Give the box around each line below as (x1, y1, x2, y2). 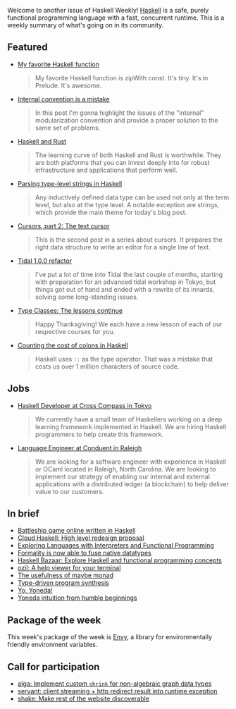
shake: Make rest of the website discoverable (17, 694, 150, 703)
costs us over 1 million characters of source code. (35, 362, 180, 371)
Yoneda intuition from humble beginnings (17, 593, 137, 602)
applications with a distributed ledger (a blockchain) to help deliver (35, 479, 229, 488)
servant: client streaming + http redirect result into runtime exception (17, 687, 218, 696)
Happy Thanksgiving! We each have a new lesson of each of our (35, 320, 223, 328)
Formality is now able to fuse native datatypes (17, 549, 151, 557)
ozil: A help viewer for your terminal (17, 564, 121, 572)
